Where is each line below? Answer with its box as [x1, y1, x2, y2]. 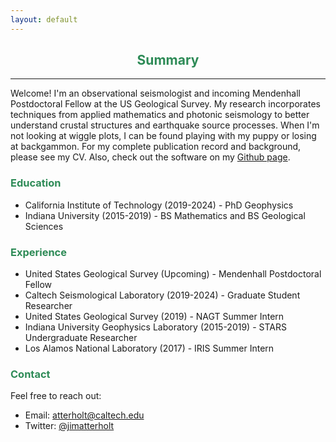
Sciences [24, 220, 64, 232]
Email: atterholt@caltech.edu [24, 409, 145, 421]
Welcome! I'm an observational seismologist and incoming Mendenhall [10, 87, 301, 100]
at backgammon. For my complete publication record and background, [10, 141, 302, 153]
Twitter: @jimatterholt [24, 420, 115, 432]
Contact [10, 367, 51, 381]
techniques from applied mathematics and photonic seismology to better [10, 109, 310, 121]
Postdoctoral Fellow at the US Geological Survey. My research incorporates [10, 98, 321, 110]
